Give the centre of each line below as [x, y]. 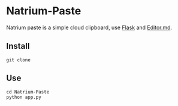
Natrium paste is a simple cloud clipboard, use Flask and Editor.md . [89, 27]
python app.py [24, 97]
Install [18, 46]
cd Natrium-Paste [28, 92]
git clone [19, 60]
